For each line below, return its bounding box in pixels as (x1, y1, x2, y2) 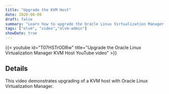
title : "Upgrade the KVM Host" (5, 7, 71, 13)
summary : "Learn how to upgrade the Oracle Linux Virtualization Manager (5, 21, 164, 27)
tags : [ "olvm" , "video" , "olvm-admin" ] (5, 26, 87, 31)
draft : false (5, 17, 33, 22)
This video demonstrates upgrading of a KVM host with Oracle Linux (5, 77, 148, 83)
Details (5, 64, 28, 73)
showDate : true (5, 31, 37, 36)
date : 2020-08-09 (5, 12, 42, 17)
